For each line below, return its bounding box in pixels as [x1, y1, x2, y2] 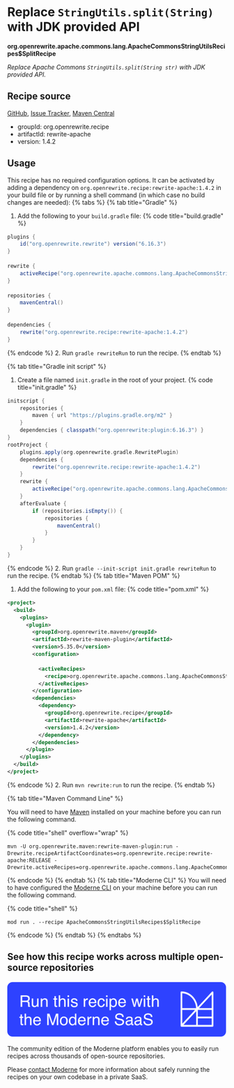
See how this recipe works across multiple [7, 951, 195, 963]
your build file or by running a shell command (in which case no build [7, 191, 205, 199]
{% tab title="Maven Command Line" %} [7, 794, 124, 803]
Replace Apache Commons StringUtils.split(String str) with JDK [7, 63, 205, 71]
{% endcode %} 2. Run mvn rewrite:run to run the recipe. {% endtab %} [7, 780, 216, 789]
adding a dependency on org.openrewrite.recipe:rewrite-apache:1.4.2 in [7, 183, 221, 191]
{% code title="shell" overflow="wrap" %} [7, 828, 129, 837]
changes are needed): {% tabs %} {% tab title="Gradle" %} [7, 198, 178, 206]
